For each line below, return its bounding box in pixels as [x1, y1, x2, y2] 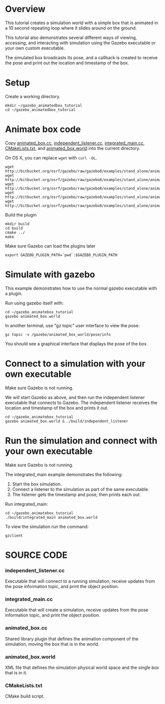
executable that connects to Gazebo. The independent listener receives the [5, 400, 158, 406]
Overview [5, 3, 46, 15]
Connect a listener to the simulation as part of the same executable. [12, 486, 149, 492]
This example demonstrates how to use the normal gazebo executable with [5, 285, 157, 291]
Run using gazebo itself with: [5, 300, 64, 306]
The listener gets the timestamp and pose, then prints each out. [12, 491, 141, 497]
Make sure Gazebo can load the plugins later [5, 243, 96, 249]
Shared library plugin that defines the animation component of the [5, 635, 138, 642]
